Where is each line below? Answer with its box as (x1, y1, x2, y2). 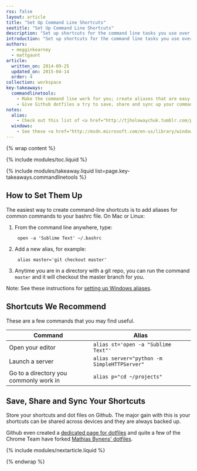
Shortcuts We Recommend (6, 301, 107, 311)
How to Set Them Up (6, 191, 83, 201)
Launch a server (9, 357, 54, 365)
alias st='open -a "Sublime (93, 341, 172, 348)
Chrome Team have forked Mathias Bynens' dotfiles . (6, 435, 133, 443)
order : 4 (11, 74, 33, 80)
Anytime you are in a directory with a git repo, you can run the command (14, 267, 190, 274)
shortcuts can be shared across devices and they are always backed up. (6, 418, 181, 425)
